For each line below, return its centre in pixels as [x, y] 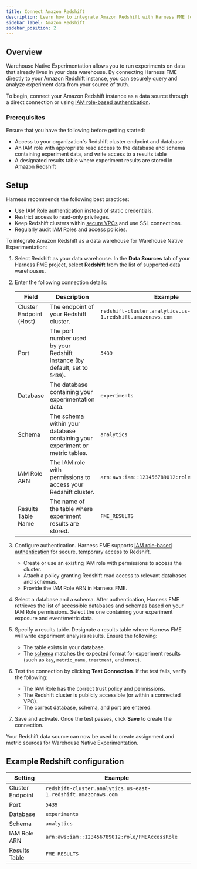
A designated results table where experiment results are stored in [94, 161]
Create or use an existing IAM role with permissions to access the [103, 563]
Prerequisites [26, 117]
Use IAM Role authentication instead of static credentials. [84, 211]
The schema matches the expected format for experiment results [102, 654]
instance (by [67, 360]
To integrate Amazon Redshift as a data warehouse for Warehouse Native [95, 241]
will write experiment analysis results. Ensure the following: [86, 636]
